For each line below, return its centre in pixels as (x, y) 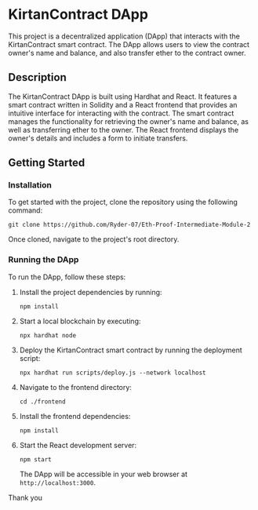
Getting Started (47, 163)
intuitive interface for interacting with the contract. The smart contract (121, 113)
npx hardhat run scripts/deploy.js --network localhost (113, 373)
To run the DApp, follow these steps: (67, 277)
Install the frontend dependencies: (75, 416)
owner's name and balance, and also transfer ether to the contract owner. (127, 53)
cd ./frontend (42, 402)
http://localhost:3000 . (58, 482)
